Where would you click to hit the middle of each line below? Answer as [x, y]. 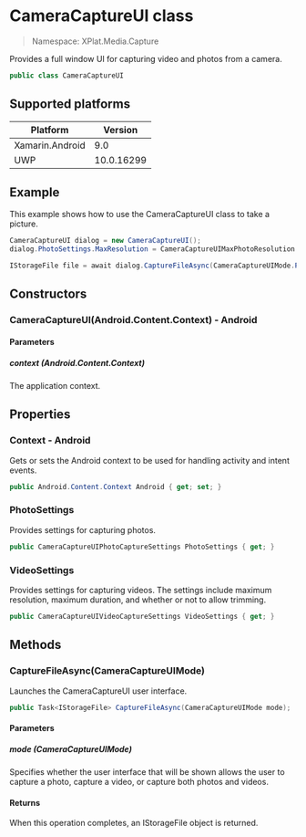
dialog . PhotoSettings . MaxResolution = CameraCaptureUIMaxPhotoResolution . [154, 249]
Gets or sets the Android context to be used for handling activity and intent [149, 460]
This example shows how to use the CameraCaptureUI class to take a [140, 214]
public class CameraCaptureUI [67, 75]
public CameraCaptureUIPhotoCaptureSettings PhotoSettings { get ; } [142, 547]
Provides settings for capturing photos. [83, 529]
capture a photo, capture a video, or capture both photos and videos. [139, 781]
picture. [24, 224]
